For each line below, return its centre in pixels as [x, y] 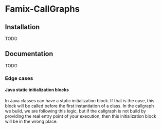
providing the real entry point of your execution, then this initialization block [81, 116]
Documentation [29, 54]
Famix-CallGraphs [43, 9]
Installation [22, 27]
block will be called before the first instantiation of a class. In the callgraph [80, 106]
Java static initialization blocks [37, 90]
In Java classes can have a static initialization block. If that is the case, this [80, 100]
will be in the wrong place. [31, 121]
